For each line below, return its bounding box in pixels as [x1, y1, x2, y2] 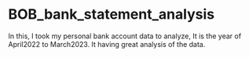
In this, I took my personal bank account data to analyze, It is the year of [8, 31, 242, 41]
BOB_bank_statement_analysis [8, 5, 214, 23]
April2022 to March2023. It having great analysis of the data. [8, 39, 206, 48]
